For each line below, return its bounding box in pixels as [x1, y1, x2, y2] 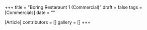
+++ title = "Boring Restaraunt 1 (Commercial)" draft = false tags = [5, 4, 142, 10]
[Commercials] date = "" [5, 9, 55, 15]
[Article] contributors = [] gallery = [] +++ [5, 19, 91, 25]
